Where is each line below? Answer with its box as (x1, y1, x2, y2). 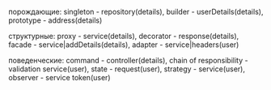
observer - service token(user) (8, 73, 111, 82)
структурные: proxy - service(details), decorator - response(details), (8, 32, 239, 41)
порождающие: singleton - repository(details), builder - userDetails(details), (8, 7, 264, 16)
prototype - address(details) (8, 15, 103, 25)
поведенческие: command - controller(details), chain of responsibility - (8, 56, 248, 65)
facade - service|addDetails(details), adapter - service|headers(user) (8, 40, 239, 49)
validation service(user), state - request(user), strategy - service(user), (8, 64, 245, 74)
